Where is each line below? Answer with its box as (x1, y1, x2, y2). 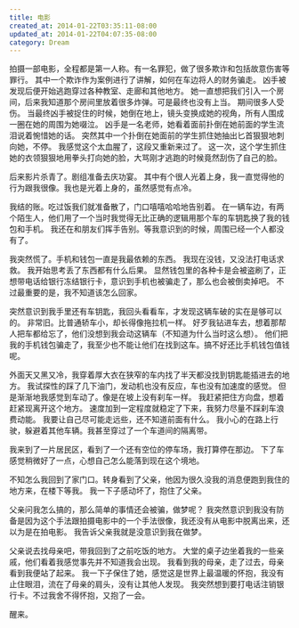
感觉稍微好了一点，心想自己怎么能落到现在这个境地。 (9, 455, 205, 466)
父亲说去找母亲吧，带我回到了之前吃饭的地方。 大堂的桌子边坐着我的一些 (9, 545, 277, 557)
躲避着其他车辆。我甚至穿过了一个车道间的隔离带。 (24, 425, 212, 436)
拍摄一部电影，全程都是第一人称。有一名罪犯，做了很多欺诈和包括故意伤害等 (9, 63, 290, 74)
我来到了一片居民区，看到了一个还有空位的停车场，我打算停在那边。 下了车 (9, 444, 285, 455)
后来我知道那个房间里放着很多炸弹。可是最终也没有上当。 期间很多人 (24, 97, 277, 108)
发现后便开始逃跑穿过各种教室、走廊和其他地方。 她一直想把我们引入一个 (9, 86, 277, 96)
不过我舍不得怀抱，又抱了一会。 (32, 590, 149, 601)
